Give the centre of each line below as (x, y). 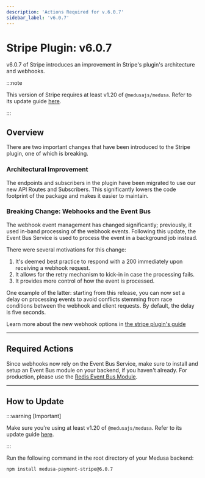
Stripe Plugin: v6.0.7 (59, 48)
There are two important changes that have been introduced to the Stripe (98, 147)
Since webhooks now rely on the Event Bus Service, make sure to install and (102, 363)
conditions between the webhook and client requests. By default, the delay (100, 305)
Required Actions (40, 349)
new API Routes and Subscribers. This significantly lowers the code (91, 189)
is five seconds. (26, 312)
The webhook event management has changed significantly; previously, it (99, 225)
